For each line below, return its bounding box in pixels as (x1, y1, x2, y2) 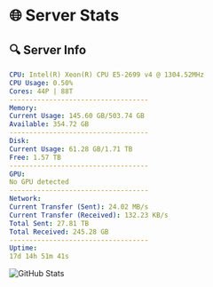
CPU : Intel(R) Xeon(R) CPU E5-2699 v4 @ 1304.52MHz (9, 70, 204, 79)
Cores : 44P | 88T (9, 86, 74, 96)
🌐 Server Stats (9, 5, 120, 26)
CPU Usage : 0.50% (9, 78, 74, 87)
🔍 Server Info (9, 42, 87, 58)
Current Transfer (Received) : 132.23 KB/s (9, 211, 169, 219)
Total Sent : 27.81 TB (9, 219, 90, 227)
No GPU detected (9, 178, 69, 187)
